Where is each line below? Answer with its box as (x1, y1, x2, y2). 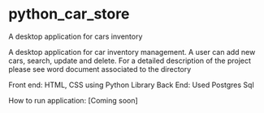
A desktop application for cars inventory (8, 31, 143, 41)
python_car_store (8, 5, 130, 23)
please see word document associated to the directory (8, 64, 192, 73)
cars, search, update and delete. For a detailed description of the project (8, 56, 252, 65)
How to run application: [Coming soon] (8, 95, 138, 105)
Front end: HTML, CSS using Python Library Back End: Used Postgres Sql (8, 80, 254, 90)
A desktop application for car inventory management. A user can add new (8, 47, 256, 56)
